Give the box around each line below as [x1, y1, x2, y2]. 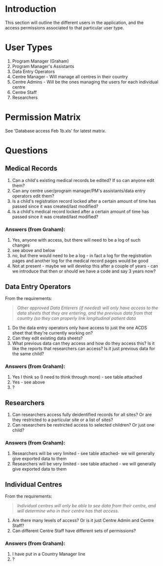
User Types [5, 42, 53, 53]
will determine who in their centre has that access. [17, 508, 119, 514]
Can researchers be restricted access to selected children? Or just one [12, 422, 155, 428]
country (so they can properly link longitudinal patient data [17, 315, 136, 321]
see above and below [12, 248, 56, 253]
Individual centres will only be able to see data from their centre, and [17, 503, 156, 509]
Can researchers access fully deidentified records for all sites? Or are [12, 412, 152, 418]
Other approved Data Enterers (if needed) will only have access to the [17, 305, 159, 311]
